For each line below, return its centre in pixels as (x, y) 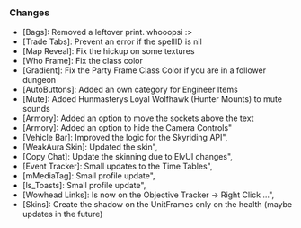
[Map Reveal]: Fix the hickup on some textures (108, 51)
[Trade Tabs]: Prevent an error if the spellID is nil (112, 41)
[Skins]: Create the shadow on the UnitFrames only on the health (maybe (157, 205)
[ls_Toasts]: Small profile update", (84, 186)
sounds (36, 109)
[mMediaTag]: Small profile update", (89, 176)
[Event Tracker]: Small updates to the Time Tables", (117, 166)
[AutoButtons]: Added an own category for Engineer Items (130, 90)
